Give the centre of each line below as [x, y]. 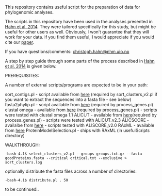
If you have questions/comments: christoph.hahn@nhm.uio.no [67, 51]
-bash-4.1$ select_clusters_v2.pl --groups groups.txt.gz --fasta [73, 154]
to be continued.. [22, 189]
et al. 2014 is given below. [31, 66]
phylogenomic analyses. [29, 12]
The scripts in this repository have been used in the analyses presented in [79, 22]
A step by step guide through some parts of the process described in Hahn [80, 61]
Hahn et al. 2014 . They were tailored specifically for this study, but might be [81, 27]
